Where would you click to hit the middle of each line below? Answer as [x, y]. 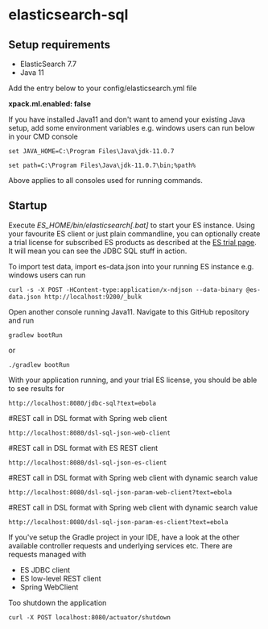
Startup [28, 206]
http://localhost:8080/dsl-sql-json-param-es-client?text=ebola [118, 522]
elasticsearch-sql [68, 15]
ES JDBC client [45, 569]
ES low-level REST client [61, 578]
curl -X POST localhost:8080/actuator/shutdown [90, 617]
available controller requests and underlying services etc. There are [121, 545]
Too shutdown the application [58, 602]
